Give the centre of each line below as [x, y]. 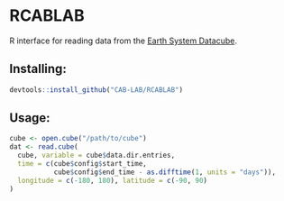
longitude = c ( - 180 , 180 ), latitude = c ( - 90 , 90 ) [112, 180]
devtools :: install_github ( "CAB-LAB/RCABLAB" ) [96, 90]
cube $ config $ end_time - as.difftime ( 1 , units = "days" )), [165, 172]
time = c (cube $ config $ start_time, [82, 164]
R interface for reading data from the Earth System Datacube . [123, 41]
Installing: [38, 69]
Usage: [30, 118]
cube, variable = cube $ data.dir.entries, [96, 155]
